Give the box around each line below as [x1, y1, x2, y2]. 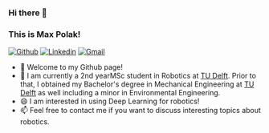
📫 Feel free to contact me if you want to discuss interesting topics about [19, 106, 261, 115]
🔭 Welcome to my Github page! [19, 62, 123, 72]
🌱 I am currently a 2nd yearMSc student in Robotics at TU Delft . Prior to [19, 71, 257, 81]
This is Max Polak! [8, 28, 81, 39]
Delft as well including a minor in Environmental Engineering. [19, 88, 221, 98]
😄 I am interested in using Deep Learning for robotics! [19, 96, 200, 107]
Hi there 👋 [8, 7, 48, 18]
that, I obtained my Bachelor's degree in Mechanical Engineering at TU [19, 79, 255, 89]
